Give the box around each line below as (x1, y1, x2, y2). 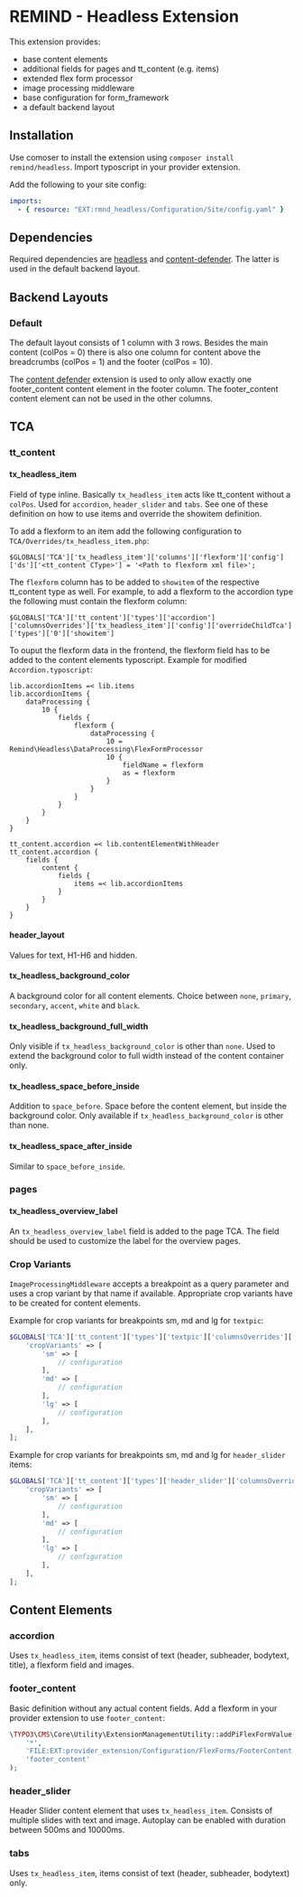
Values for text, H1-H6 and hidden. (9, 949, 138, 960)
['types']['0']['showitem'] (9, 629, 115, 638)
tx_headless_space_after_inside (9, 1140, 133, 1151)
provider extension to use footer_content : (9, 1712, 165, 1723)
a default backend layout (22, 101, 115, 112)
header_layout (9, 930, 65, 940)
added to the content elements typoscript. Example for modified (9, 654, 248, 665)
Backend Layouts (9, 289, 109, 304)
